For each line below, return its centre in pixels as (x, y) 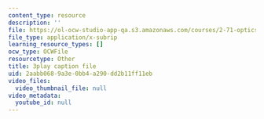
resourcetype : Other (42, 59)
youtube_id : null (44, 103)
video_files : (29, 81)
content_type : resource (47, 15)
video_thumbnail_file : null (61, 88)
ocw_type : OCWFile (38, 52)
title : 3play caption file (52, 67)
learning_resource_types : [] (56, 45)
